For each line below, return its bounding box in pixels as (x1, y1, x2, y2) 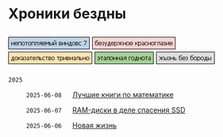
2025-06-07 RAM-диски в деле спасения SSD (25, 105, 186, 115)
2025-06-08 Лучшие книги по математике (25, 90, 175, 99)
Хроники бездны (8, 5, 127, 23)
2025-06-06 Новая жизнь (25, 120, 117, 130)
